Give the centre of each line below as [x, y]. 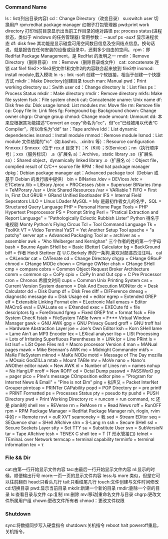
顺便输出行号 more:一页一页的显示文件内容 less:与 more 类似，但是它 [85, 475]
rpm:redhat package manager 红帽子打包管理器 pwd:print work [84, 25]
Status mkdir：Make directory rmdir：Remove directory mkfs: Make [93, 93]
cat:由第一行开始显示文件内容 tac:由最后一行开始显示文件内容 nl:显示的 [78, 469]
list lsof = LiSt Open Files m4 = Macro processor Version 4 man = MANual [81, 344]
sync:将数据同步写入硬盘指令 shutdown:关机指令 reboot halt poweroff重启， [83, 525]
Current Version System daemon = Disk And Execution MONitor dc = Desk [82, 286]
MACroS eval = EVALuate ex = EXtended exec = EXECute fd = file [73, 307]
